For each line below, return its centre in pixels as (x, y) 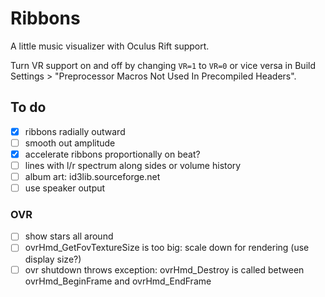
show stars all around (69, 236)
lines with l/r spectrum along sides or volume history (133, 165)
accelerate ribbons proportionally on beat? (112, 154)
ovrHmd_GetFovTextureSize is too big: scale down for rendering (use (167, 248)
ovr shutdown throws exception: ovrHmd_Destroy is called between (164, 269)
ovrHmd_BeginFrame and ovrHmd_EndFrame (118, 281)
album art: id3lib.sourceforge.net (92, 176)
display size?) (53, 259)
